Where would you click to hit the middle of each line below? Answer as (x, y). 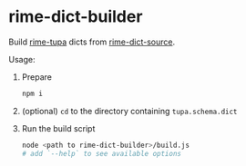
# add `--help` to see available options (101, 153)
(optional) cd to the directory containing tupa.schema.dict (129, 111)
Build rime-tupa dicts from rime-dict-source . (92, 42)
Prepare (36, 77)
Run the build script (58, 128)
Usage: (22, 59)
